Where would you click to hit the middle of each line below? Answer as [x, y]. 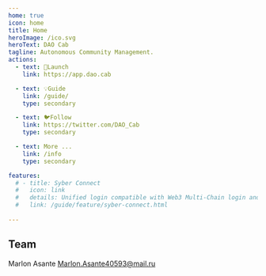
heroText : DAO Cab [38, 45]
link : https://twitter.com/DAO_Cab [81, 125]
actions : [23, 60]
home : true [26, 15]
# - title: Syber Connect [58, 183]
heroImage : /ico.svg [42, 38]
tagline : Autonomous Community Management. [81, 52]
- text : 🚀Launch [42, 67]
